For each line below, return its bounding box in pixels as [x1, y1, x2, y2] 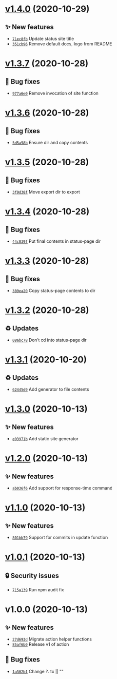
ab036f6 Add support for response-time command [12, 485, 113, 491]
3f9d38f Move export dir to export [12, 189, 80, 194]
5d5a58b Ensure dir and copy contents [12, 140, 88, 145]
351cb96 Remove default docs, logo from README [12, 41, 112, 47]
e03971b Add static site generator [12, 436, 79, 442]
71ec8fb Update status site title [12, 36, 74, 41]
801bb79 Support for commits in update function [12, 535, 108, 540]
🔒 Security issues [5, 571, 59, 580]
